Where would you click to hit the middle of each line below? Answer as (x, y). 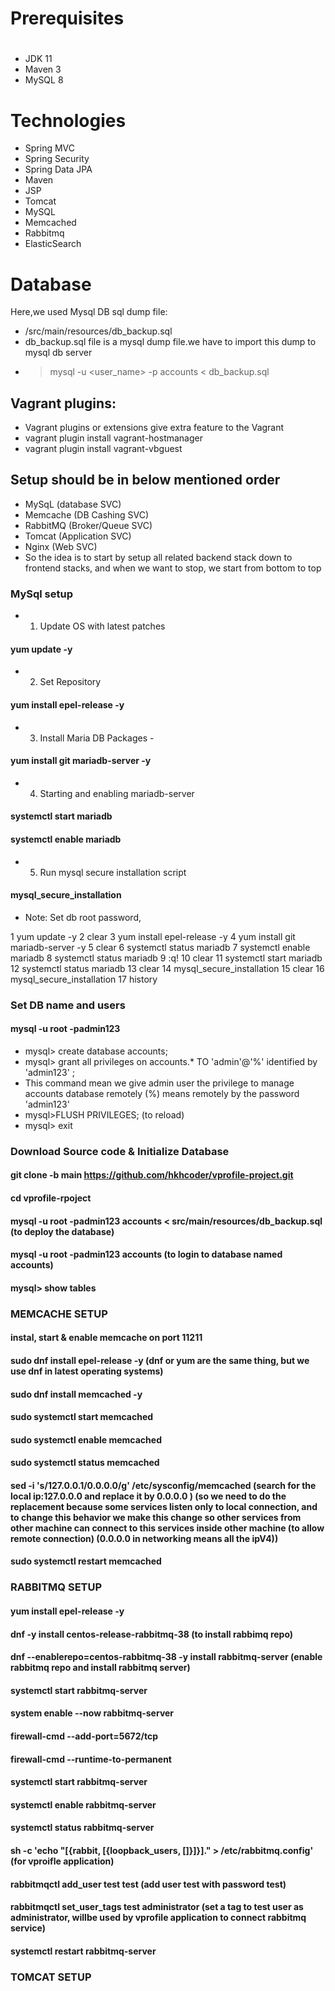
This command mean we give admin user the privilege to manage (159, 1083)
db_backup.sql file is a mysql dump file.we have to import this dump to (170, 342)
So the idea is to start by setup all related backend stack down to (158, 557)
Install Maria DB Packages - (97, 738)
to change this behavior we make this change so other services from (156, 1517)
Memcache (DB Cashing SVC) (86, 514)
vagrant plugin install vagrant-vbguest (103, 449)
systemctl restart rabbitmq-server (83, 1951)
